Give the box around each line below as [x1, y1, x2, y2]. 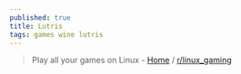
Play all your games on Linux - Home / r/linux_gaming [31, 55, 232, 66]
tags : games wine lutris [9, 30, 104, 39]
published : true [9, 13, 71, 23]
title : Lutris [9, 22, 64, 31]
